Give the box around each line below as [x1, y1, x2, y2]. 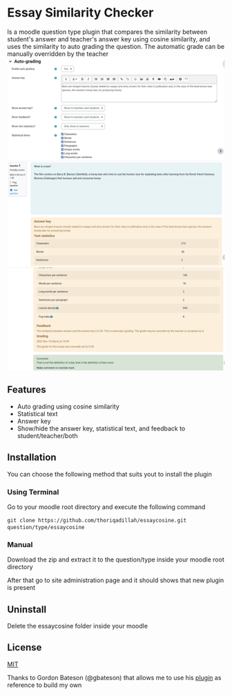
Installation [7, 452, 57, 464]
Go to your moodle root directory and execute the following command [7, 502, 206, 511]
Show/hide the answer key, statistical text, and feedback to [17, 424, 186, 432]
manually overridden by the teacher [7, 50, 109, 58]
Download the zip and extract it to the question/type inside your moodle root [7, 555, 224, 564]
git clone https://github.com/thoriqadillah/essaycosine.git [7, 517, 187, 524]
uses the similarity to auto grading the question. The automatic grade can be [7, 42, 225, 50]
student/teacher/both [17, 431, 78, 439]
